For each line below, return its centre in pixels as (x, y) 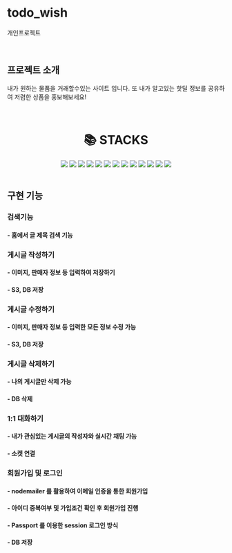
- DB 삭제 (20, 398)
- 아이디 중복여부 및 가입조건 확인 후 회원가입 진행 (73, 508)
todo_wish (37, 13)
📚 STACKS (116, 140)
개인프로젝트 (24, 33)
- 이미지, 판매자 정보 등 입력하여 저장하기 (61, 272)
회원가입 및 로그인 (35, 473)
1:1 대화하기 (25, 419)
